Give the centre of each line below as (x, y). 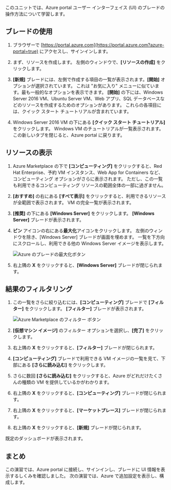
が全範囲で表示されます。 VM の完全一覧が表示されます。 (73, 202)
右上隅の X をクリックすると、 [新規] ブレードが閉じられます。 (78, 428)
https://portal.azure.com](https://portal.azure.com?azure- (104, 44)
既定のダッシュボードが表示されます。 (46, 438)
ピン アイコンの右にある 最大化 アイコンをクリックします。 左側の (81, 230)
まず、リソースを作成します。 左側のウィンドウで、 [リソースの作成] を (87, 62)
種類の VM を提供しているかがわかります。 (67, 382)
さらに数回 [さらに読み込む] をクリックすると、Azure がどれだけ (81, 376)
